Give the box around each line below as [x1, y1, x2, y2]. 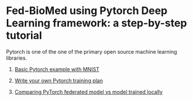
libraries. [6, 54, 27, 61]
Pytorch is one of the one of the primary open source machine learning [6, 48, 177, 55]
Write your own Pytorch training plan [14, 77, 104, 84]
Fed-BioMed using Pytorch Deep [6, 4, 168, 18]
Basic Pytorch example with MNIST [14, 65, 99, 72]
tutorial [6, 29, 42, 42]
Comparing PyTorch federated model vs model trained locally [14, 88, 163, 95]
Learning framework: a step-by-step [6, 16, 187, 30]
